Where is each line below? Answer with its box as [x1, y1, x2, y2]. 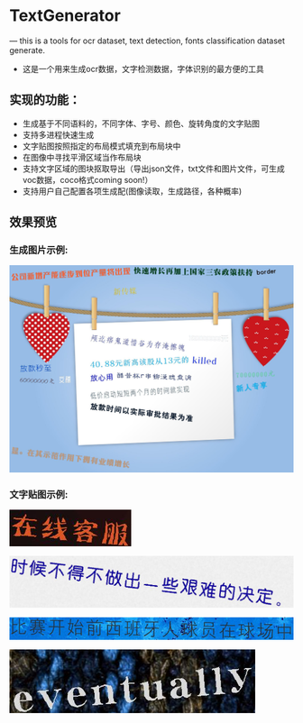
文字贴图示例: [9, 489, 69, 501]
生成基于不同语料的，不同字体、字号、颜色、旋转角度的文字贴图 [22, 118, 260, 129]
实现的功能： [9, 92, 81, 108]
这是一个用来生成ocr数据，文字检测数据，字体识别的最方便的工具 [22, 63, 264, 74]
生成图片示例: [9, 244, 69, 257]
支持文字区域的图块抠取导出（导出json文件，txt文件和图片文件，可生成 [22, 163, 286, 174]
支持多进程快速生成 [22, 129, 95, 140]
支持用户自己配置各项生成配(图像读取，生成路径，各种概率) [22, 186, 243, 197]
